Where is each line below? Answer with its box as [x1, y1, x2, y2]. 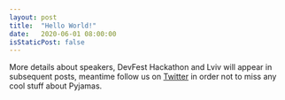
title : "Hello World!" [9, 21, 97, 30]
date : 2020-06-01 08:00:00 [9, 29, 117, 38]
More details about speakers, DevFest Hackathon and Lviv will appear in [9, 62, 273, 73]
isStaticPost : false [9, 37, 86, 47]
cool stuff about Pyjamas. [9, 81, 103, 91]
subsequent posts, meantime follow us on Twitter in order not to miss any [9, 72, 277, 82]
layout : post [9, 12, 58, 22]
